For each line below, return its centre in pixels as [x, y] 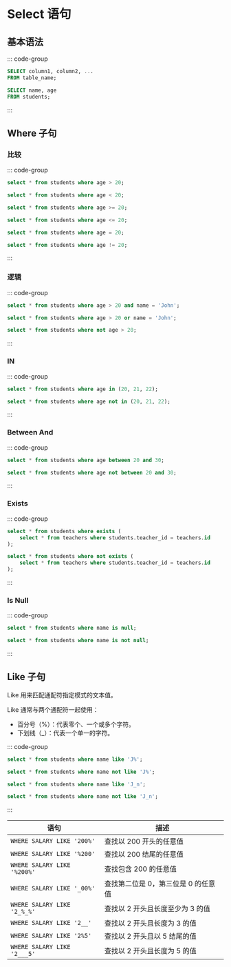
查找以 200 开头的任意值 [144, 841]
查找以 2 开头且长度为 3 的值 [151, 924]
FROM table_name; [32, 78]
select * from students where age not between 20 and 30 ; [92, 472]
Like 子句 [26, 677]
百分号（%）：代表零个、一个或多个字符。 [76, 724]
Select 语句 [39, 14]
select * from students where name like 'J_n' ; [77, 784]
